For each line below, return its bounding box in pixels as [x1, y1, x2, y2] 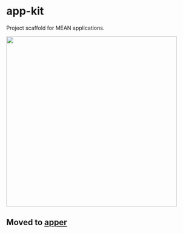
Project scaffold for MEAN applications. [6, 24, 105, 31]
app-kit [6, 4, 44, 18]
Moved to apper [6, 217, 68, 228]
